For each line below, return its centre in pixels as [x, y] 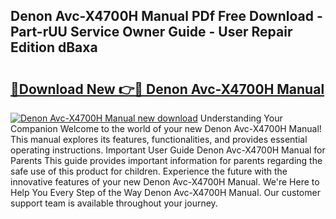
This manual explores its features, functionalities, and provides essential [159, 139]
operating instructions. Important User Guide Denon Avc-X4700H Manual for [168, 150]
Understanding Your [241, 118]
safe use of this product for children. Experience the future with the [149, 171]
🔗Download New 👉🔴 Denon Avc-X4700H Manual [167, 89]
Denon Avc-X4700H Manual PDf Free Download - [166, 16]
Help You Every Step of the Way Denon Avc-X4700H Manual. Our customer [165, 192]
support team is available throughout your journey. [114, 203]
